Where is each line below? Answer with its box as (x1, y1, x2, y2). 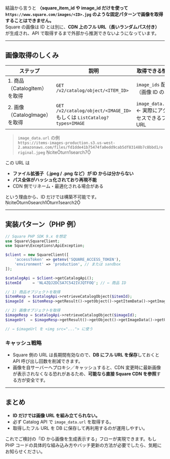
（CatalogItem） (8, 84, 47, 91)
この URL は (5, 159, 30, 166)
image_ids (136, 82, 160, 87)
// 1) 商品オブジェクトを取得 (5, 289, 61, 295)
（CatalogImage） (8, 111, 52, 118)
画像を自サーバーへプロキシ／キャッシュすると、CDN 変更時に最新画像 (12, 364, 161, 371)
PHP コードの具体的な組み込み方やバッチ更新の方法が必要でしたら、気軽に (5, 442, 162, 448)
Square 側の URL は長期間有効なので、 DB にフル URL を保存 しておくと (12, 351, 160, 358)
